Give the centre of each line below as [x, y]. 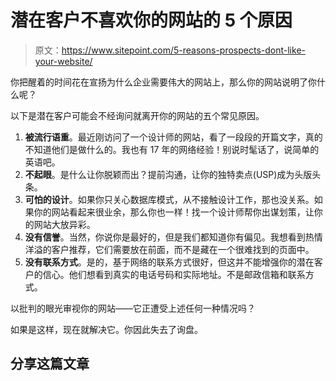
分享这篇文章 [50, 364]
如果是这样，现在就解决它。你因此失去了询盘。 [106, 329]
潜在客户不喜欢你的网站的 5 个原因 [151, 20]
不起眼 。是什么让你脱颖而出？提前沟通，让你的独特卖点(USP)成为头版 [168, 174]
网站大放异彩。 [64, 224]
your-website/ [63, 61]
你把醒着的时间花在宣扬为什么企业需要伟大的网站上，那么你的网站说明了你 [163, 82]
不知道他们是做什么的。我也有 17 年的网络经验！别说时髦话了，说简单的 [172, 149]
